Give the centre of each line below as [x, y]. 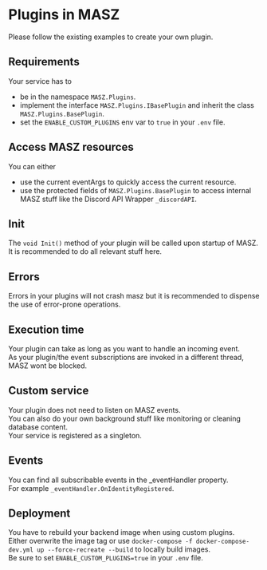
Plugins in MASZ [64, 15]
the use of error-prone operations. [65, 304]
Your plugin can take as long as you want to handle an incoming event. [124, 348]
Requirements [44, 62]
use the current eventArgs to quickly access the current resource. [128, 182]
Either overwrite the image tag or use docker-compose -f [100, 541]
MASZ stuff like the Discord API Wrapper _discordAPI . [108, 199]
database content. [38, 427]
